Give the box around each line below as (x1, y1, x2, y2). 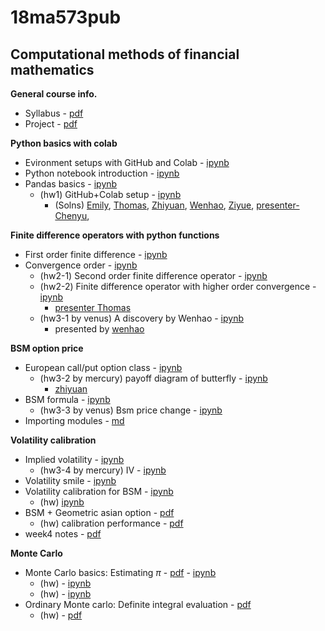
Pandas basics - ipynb (24, 178, 118, 190)
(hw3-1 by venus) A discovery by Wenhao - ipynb (39, 312, 244, 324)
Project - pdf (24, 118, 78, 130)
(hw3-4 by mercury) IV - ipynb (39, 464, 167, 476)
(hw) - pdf (39, 609, 83, 621)
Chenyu (54, 210, 88, 221)
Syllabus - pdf (24, 107, 84, 119)
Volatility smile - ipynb (24, 475, 117, 486)
